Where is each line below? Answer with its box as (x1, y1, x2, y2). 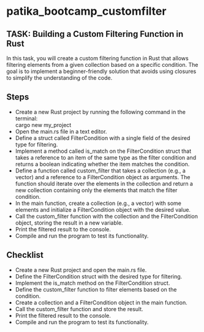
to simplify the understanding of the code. (6, 74, 113, 81)
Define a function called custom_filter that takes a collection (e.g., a (15, 167, 186, 174)
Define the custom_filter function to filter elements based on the (15, 285, 177, 293)
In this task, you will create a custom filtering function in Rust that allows (6, 55, 189, 62)
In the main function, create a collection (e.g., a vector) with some (15, 199, 182, 207)
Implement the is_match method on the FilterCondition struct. (15, 279, 170, 287)
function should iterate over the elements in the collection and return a (15, 180, 193, 187)
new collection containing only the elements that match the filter (15, 186, 178, 194)
